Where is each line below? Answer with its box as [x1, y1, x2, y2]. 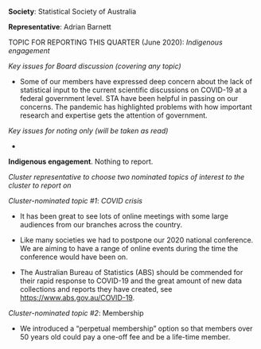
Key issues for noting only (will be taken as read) [8, 126, 169, 135]
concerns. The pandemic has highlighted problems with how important [19, 103, 252, 111]
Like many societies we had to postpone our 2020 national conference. [19, 235, 254, 245]
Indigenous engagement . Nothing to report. [8, 157, 154, 166]
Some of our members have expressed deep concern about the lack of [19, 77, 253, 86]
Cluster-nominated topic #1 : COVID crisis [8, 196, 143, 205]
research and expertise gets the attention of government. [19, 111, 208, 120]
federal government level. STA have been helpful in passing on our [19, 94, 239, 103]
